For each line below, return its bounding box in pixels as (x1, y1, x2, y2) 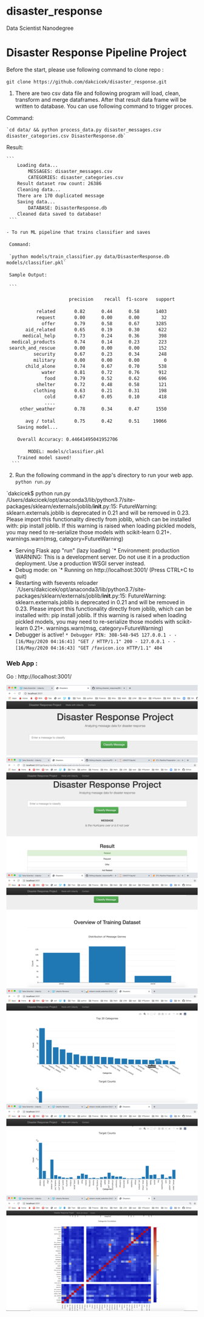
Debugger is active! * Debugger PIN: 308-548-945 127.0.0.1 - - (15, 630, 177, 638)
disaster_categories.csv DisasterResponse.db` (6, 133, 126, 139)
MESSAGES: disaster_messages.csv (28, 168, 113, 174)
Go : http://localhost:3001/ (6, 673, 72, 680)
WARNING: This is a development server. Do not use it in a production (15, 553, 190, 560)
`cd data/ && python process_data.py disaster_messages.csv (6, 127, 162, 133)
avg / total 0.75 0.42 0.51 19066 (25, 418, 167, 424)
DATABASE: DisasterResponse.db (28, 205, 107, 211)
